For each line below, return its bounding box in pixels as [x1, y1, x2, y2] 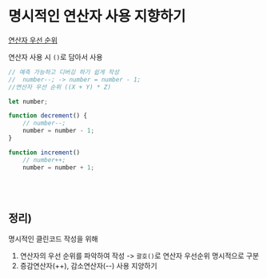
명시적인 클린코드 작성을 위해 [8, 234, 98, 244]
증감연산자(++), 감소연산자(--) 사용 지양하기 [19, 261, 157, 271]
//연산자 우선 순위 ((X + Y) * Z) [8, 83, 112, 91]
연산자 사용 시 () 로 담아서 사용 [8, 52, 103, 62]
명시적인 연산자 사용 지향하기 [8, 7, 186, 26]
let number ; [8, 97, 48, 105]
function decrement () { [8, 112, 88, 120]
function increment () [8, 149, 81, 157]
